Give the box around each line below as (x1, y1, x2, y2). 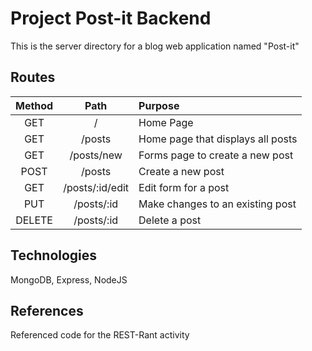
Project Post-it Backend (10, 7, 212, 30)
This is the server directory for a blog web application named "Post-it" (10, 40, 300, 52)
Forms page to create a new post (138, 148, 294, 162)
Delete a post (138, 213, 202, 227)
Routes (10, 69, 56, 86)
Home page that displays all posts (138, 132, 298, 146)
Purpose (138, 98, 180, 112)
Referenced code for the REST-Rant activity (10, 329, 190, 341)
